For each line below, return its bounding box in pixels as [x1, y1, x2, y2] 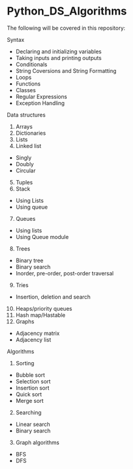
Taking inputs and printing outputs [15, 54, 102, 61]
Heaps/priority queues [15, 305, 72, 312]
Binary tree [15, 257, 44, 264]
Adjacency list [15, 336, 51, 343]
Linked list [15, 142, 42, 149]
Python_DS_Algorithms [7, 4, 127, 18]
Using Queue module [15, 233, 69, 240]
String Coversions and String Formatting [15, 67, 117, 74]
